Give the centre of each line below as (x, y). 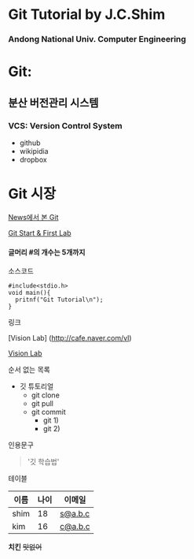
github (30, 143)
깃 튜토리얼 (37, 386)
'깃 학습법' (43, 462)
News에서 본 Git (33, 217)
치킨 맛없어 (25, 547)
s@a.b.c (75, 514)
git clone (46, 395)
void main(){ (29, 293)
